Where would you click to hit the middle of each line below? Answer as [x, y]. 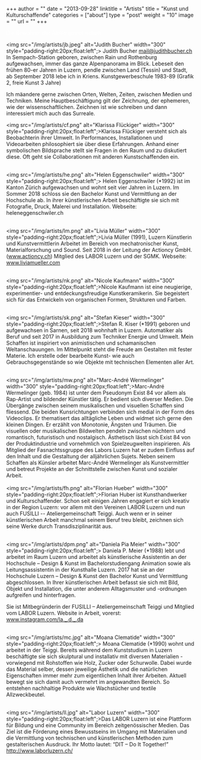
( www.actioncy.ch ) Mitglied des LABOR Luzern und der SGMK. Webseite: [96, 256]
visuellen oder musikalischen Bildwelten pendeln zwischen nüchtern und [96, 431]
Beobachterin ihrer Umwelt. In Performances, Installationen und [85, 138]
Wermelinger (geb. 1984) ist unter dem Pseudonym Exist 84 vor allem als [96, 393]
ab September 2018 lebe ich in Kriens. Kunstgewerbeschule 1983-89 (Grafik [100, 76]
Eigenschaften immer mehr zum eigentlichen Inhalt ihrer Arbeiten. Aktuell [96, 675]
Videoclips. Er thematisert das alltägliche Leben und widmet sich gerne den [99, 418]
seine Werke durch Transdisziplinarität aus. [60, 526]
